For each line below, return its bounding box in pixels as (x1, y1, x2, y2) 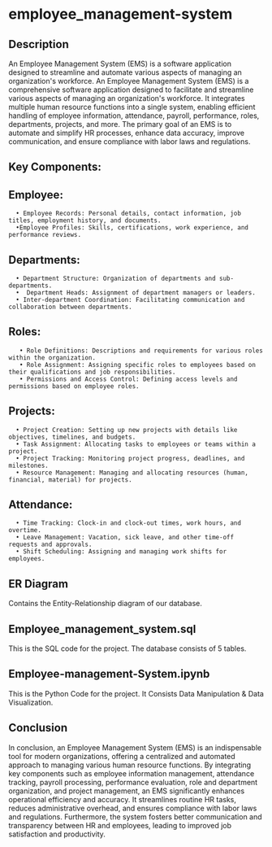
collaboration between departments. (8, 303, 132, 312)
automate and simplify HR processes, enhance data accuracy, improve (8, 128, 245, 138)
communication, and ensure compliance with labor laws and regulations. (8, 137, 251, 146)
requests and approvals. (8, 540, 93, 549)
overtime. (8, 526, 42, 535)
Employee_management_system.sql (8, 622, 196, 635)
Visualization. (8, 697, 54, 707)
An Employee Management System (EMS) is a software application (8, 59, 231, 68)
